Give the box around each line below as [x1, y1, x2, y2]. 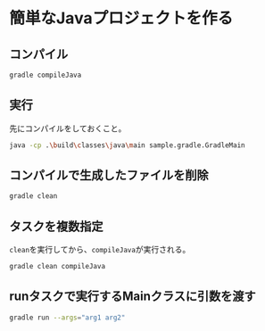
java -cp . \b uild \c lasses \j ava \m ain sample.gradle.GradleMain [9, 140, 245, 150]
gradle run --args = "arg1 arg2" [9, 313, 126, 322]
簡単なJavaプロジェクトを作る [9, 8, 234, 29]
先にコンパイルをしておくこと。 [9, 122, 127, 134]
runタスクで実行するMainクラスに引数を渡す [9, 289, 256, 304]
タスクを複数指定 [9, 219, 104, 234]
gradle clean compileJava [9, 262, 105, 271]
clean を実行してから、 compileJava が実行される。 [9, 244, 191, 255]
